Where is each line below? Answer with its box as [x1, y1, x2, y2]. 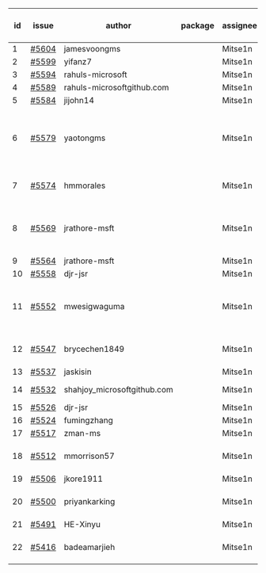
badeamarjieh [63, 542, 116, 552]
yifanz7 [63, 56, 93, 67]
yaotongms [63, 132, 106, 143]
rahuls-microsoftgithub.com [63, 82, 169, 93]
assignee [222, 20, 257, 31]
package [180, 20, 215, 31]
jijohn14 [63, 95, 95, 105]
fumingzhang [63, 415, 113, 426]
